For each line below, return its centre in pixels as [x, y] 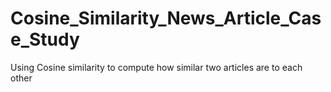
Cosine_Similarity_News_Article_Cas [166, 18]
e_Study [45, 39]
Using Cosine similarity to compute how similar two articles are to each [156, 67]
